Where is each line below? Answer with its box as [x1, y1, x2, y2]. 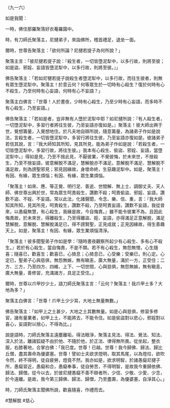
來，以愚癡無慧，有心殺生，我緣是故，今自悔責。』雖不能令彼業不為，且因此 [5, 209, 163, 214]
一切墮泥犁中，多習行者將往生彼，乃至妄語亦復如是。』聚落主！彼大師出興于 [5, 122, 163, 128]
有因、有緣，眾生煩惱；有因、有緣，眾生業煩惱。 [5, 172, 107, 178]
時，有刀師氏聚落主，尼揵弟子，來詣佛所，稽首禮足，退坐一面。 [5, 37, 138, 42]
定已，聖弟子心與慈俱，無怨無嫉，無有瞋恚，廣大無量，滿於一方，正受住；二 [5, 257, 165, 263]
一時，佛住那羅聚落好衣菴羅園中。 [5, 26, 76, 32]
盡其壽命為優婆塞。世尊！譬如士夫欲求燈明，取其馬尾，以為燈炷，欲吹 [18, 351, 165, 356]
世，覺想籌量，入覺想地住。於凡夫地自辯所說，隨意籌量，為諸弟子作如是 [5, 128, 156, 134]
